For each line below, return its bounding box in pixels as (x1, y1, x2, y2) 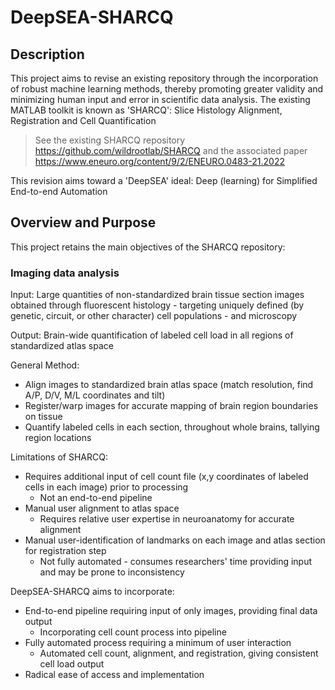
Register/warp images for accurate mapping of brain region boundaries (24, 400, 319, 412)
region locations (24, 432, 92, 444)
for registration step (24, 545, 107, 557)
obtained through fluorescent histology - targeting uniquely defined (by (10, 299, 305, 311)
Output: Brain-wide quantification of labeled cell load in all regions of (10, 329, 294, 341)
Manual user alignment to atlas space (24, 502, 180, 515)
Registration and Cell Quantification (10, 115, 157, 126)
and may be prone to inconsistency (39, 566, 185, 578)
